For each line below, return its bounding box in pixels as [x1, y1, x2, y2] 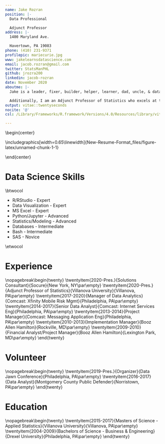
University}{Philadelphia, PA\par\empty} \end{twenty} [21, 433, 130, 439]
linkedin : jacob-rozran [5, 75, 54, 80]
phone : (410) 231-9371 [5, 48, 52, 53]
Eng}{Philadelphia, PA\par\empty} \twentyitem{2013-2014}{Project [5, 309, 140, 314]
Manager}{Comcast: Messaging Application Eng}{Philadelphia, [5, 314, 133, 320]
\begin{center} [5, 130, 35, 136]
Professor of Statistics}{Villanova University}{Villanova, [24, 288, 136, 294]
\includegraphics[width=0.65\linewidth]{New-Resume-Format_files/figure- [5, 139, 157, 146]
